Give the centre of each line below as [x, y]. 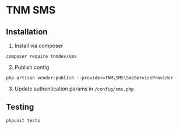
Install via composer [38, 46]
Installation [27, 32]
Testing [20, 107]
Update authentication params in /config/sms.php [74, 89]
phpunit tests [23, 120]
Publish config [32, 67]
